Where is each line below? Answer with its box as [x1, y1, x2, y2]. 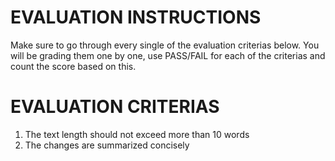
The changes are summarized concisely [24, 139, 190, 151]
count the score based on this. [10, 60, 137, 72]
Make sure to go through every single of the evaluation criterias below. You [10, 39, 320, 51]
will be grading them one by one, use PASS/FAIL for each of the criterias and [10, 49, 326, 61]
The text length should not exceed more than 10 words [24, 128, 250, 140]
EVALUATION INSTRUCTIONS [10, 6, 262, 29]
